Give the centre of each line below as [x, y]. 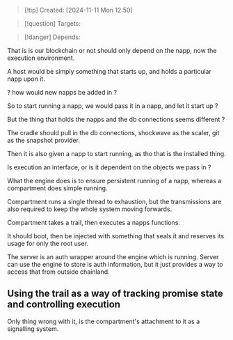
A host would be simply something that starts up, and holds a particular [110, 71]
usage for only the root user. [48, 244]
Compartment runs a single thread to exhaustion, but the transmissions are [114, 202]
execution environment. [41, 58]
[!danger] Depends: [52, 37]
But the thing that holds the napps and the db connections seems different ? [116, 119]
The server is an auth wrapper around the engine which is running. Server [113, 257]
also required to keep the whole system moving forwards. [90, 209]
